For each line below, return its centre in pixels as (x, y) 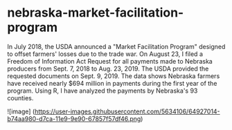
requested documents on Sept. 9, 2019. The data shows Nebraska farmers (114, 76)
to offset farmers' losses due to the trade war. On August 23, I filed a (105, 54)
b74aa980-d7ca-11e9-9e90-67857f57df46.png (74, 118)
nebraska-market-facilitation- (96, 13)
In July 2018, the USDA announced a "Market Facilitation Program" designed (116, 46)
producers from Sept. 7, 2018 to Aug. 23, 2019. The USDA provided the (108, 68)
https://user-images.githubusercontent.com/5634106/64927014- (127, 111)
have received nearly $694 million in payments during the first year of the (112, 83)
